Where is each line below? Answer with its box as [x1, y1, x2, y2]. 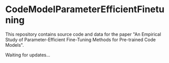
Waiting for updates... [5, 52, 50, 58]
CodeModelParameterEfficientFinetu [5, 4, 164, 15]
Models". [5, 42, 24, 48]
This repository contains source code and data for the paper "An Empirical [5, 31, 161, 37]
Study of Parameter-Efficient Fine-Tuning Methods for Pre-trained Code [5, 37, 156, 43]
